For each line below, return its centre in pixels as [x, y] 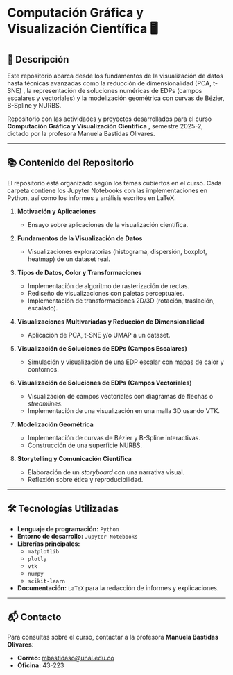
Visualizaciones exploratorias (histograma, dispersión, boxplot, [117, 251]
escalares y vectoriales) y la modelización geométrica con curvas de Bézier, [116, 98]
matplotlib [43, 551]
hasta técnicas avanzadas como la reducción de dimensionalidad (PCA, [109, 83]
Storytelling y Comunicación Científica [74, 458]
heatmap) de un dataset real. [69, 259]
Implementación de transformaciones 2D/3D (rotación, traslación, [121, 301]
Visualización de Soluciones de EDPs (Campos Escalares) [102, 348]
